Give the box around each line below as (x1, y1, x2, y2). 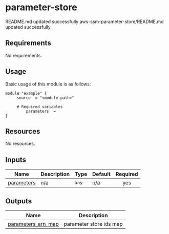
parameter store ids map (64, 221, 123, 227)
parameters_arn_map (8, 221, 59, 227)
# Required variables (16, 104, 63, 109)
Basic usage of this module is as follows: (5, 81, 91, 87)
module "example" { (5, 91, 47, 96)
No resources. (5, 140, 35, 147)
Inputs (5, 155, 27, 164)
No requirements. (5, 52, 43, 58)
